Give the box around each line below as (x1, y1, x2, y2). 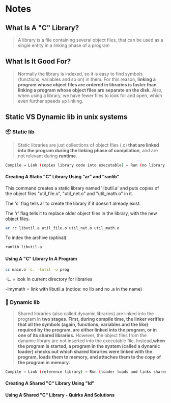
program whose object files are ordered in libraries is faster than (17, 81, 157, 87)
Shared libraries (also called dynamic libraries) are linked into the (17, 310, 154, 317)
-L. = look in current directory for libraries (5, 276, 93, 282)
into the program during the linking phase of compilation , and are (17, 147, 158, 153)
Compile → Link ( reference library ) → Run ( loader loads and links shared (5, 369, 167, 374)
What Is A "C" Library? (5, 23, 79, 32)
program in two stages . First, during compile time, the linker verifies (17, 316, 164, 322)
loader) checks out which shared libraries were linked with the (17, 348, 153, 354)
